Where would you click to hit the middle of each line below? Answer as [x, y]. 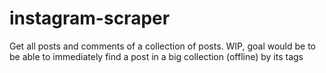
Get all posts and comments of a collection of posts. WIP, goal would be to [162, 46]
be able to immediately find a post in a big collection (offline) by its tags [156, 56]
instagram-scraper [90, 18]
